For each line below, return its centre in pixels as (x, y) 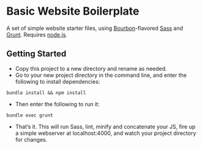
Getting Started (36, 54)
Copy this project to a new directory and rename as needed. (91, 68)
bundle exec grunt (30, 115)
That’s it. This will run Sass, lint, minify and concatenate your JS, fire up (105, 126)
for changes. (31, 139)
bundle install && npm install (46, 93)
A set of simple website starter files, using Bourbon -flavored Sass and (95, 28)
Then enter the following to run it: (57, 104)
